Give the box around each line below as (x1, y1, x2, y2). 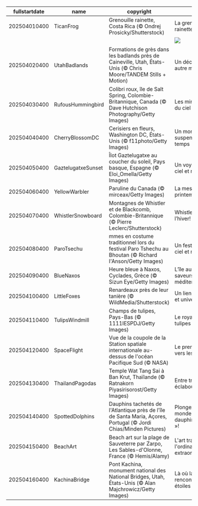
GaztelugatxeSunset (54, 164, 103, 171)
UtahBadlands (54, 61, 88, 68)
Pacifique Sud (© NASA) (108, 359, 169, 366)
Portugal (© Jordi (108, 419, 151, 427)
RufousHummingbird (54, 101, 104, 108)
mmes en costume (108, 232, 154, 239)
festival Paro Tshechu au (108, 245, 169, 252)
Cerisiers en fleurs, (108, 125, 155, 132)
